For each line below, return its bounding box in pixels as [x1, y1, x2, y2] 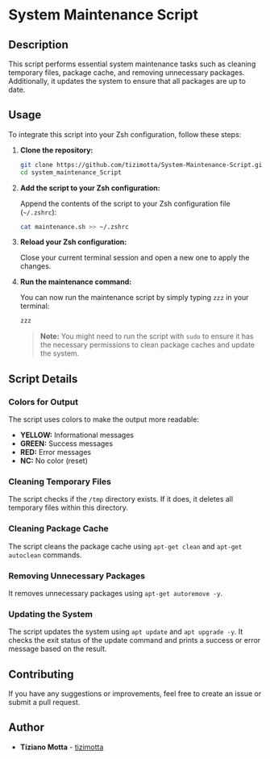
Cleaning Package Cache [8, 523, 109, 534]
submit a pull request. [8, 698, 81, 707]
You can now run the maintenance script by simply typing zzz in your [19, 293, 249, 302]
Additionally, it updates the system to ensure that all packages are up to [8, 77, 246, 85]
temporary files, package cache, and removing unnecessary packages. [8, 68, 245, 77]
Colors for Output [8, 396, 79, 407]
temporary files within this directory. [8, 503, 129, 513]
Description [8, 38, 69, 52]
